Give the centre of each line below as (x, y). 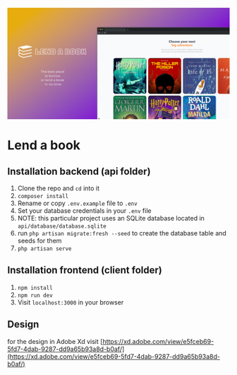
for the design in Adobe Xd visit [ (55, 341)
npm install (35, 288)
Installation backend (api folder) (79, 171)
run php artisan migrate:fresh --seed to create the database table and (122, 233)
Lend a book (44, 146)
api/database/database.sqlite (62, 226)
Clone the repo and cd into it (59, 188)
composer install (43, 196)
